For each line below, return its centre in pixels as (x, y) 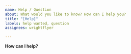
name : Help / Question (28, 10)
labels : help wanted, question (37, 23)
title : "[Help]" (22, 19)
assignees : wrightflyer (29, 28)
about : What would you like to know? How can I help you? (65, 14)
